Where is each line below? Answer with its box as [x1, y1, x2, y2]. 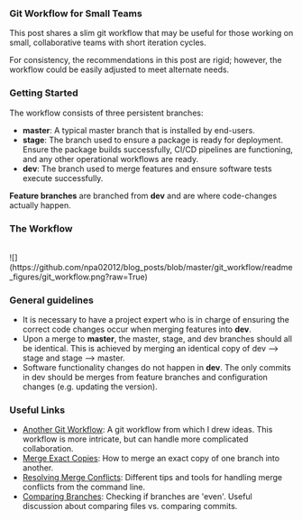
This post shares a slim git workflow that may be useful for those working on [9, 28, 294, 39]
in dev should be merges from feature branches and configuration [22, 372, 269, 383]
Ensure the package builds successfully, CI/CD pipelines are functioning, [22, 143, 293, 155]
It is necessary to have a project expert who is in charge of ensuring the [22, 315, 290, 325]
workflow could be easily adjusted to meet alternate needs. [9, 64, 230, 75]
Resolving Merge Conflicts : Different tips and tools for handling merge [22, 472, 282, 483]
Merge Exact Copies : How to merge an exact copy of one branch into [22, 453, 280, 464]
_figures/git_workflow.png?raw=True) [9, 271, 149, 282]
